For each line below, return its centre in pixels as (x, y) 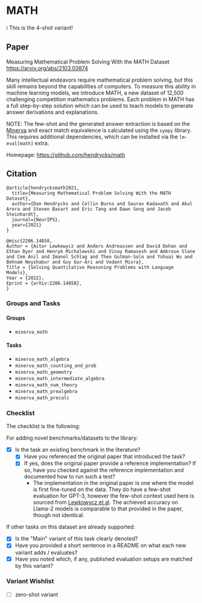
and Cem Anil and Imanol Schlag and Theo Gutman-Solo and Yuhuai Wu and (99, 257)
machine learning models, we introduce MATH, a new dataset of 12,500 (95, 93)
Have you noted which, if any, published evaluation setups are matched (104, 559)
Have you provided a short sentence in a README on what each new (100, 545)
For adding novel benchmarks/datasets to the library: (72, 438)
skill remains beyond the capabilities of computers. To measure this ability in (101, 86)
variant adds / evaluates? (46, 552)
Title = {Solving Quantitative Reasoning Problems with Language (90, 267)
